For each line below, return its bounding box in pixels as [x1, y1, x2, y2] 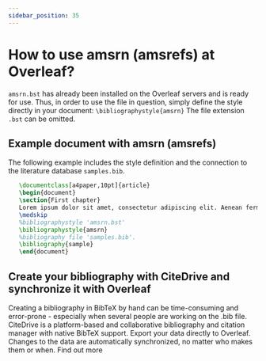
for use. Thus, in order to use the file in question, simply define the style [8, 97, 243, 107]
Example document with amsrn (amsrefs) [8, 136, 217, 150]
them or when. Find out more [8, 345, 103, 355]
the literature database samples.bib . [8, 166, 125, 176]
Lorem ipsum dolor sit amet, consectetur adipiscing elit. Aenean [18, 203, 243, 211]
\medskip [18, 211, 47, 218]
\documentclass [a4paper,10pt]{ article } [18, 181, 150, 190]
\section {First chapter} [18, 196, 101, 204]
